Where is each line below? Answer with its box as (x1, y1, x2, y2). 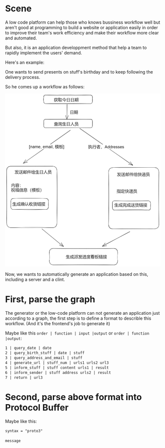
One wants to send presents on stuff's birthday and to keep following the (5, 69, 153, 75)
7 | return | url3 (5, 375, 43, 380)
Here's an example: (5, 59, 44, 65)
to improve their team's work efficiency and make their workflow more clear (5, 30, 159, 36)
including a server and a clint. (5, 276, 65, 282)
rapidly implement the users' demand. (5, 50, 82, 56)
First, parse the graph (5, 294, 96, 305)
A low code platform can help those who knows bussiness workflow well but (5, 19, 161, 25)
